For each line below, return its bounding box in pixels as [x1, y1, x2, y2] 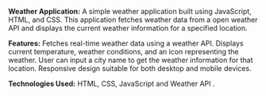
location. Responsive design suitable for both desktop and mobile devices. [8, 64, 252, 73]
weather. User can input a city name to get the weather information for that [8, 55, 253, 65]
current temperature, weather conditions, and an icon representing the [8, 47, 240, 56]
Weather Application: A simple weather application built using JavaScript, [8, 7, 252, 16]
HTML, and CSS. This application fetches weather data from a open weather [8, 15, 258, 24]
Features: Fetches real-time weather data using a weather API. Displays [8, 39, 244, 48]
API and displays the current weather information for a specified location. [8, 24, 248, 32]
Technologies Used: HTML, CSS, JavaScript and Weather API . [8, 79, 215, 88]
